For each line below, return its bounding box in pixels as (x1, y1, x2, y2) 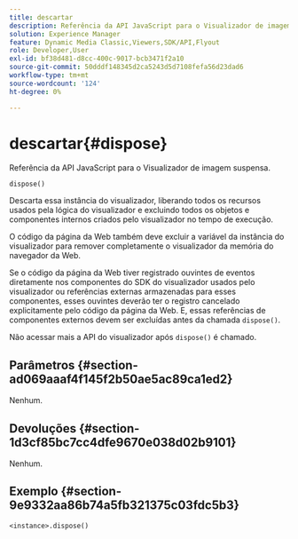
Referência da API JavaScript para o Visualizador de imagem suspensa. (9, 162, 271, 173)
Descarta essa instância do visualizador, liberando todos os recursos (9, 195, 262, 206)
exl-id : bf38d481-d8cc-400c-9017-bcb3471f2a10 (9, 54, 184, 63)
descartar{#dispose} (9, 133, 169, 154)
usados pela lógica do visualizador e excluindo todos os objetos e (9, 205, 250, 216)
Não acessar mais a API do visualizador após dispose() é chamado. (9, 332, 257, 343)
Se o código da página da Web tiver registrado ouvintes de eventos (9, 267, 255, 278)
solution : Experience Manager (9, 29, 122, 38)
